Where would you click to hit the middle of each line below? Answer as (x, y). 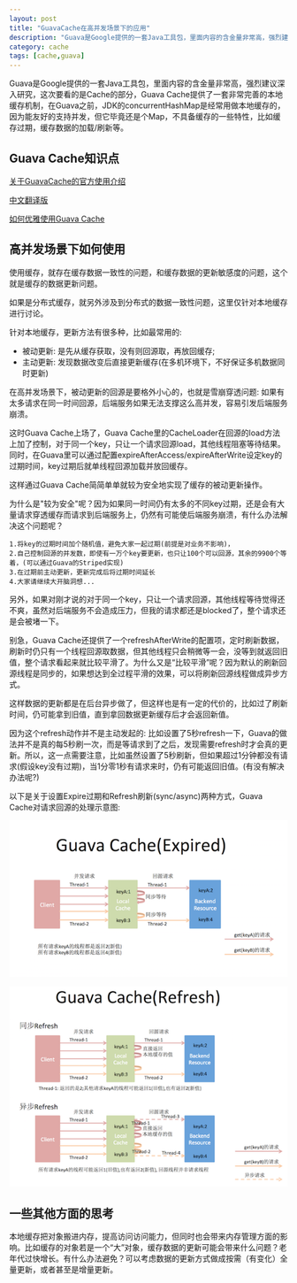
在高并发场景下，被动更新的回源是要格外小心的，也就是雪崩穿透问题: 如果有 (147, 392)
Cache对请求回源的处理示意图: (65, 807)
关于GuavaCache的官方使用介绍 (68, 181)
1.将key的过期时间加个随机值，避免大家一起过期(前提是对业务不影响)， (122, 544)
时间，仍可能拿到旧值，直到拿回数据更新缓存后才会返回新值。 (122, 714)
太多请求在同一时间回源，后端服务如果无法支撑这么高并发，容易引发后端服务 (148, 403)
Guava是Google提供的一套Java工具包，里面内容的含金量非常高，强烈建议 (143, 83)
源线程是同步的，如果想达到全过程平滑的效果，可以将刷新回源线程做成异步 (145, 673)
